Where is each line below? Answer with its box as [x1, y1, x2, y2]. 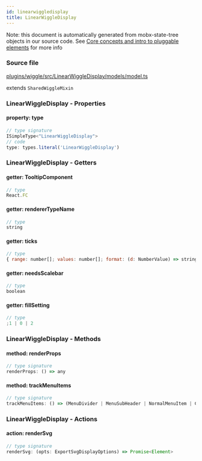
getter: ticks [6, 237, 38, 245]
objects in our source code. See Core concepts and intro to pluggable [6, 37, 179, 45]
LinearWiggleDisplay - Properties [6, 99, 106, 107]
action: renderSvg [6, 430, 53, 437]
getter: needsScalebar [6, 269, 64, 277]
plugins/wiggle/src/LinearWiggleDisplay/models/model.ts [6, 72, 148, 80]
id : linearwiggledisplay [6, 8, 69, 15]
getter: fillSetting [6, 301, 50, 309]
